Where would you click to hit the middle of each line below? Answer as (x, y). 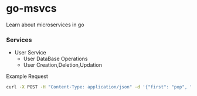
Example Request (27, 76)
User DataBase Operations (55, 59)
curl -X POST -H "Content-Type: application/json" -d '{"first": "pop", (97, 87)
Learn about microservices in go (45, 25)
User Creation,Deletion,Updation (63, 65)
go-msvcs (31, 8)
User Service (30, 53)
